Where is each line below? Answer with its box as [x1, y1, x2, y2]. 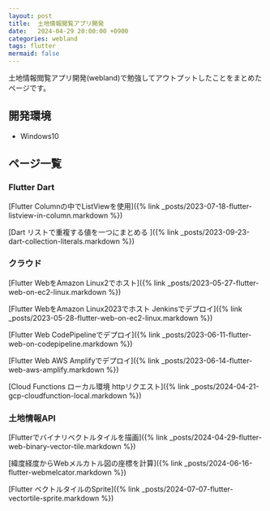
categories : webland [8, 34, 79, 43]
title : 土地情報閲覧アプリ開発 [8, 19, 105, 28]
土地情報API [8, 412, 56, 423]
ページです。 [8, 83, 51, 93]
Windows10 [19, 131, 59, 141]
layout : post [8, 11, 53, 20]
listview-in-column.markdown [8, 210, 109, 220]
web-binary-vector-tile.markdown [8, 442, 122, 452]
